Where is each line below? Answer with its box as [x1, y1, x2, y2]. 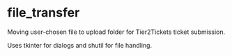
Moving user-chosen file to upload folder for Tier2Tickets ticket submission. [7, 28, 226, 36]
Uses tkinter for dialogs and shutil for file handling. [7, 41, 152, 49]
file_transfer [7, 5, 80, 21]
